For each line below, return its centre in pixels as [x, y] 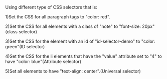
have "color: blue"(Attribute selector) [43, 61]
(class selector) [21, 32]
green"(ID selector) [25, 46]
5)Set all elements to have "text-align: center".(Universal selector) [73, 71]
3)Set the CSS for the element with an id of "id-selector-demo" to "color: [80, 41]
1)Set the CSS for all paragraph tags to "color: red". [58, 17]
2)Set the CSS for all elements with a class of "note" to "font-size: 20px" [80, 26]
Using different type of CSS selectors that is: [51, 7]
